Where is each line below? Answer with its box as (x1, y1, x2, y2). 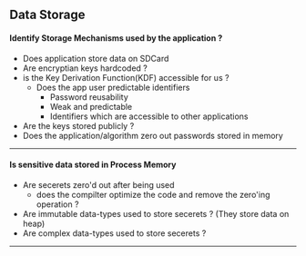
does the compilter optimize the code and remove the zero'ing (36, 189, 270, 200)
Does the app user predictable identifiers (36, 82, 190, 93)
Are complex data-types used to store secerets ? (22, 227, 207, 239)
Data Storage (9, 7, 86, 23)
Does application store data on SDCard (22, 53, 169, 64)
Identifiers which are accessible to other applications (49, 111, 249, 122)
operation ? (36, 199, 79, 210)
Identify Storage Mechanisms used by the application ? (9, 32, 223, 44)
